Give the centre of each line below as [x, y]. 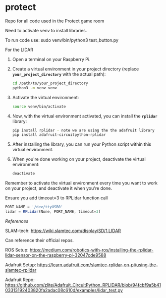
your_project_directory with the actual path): [59, 74]
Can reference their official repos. [40, 240]
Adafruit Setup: [21, 265]
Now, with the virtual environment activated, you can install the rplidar [85, 116]
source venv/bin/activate [39, 106]
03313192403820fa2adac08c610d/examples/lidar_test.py [64, 290]
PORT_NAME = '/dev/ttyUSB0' [34, 207]
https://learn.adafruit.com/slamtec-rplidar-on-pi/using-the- [98, 265]
